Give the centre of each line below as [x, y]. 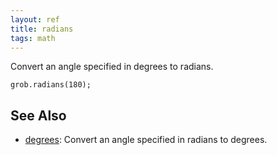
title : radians [42, 29]
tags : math [33, 38]
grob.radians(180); [51, 85]
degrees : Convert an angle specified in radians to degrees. [146, 140]
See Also [38, 115]
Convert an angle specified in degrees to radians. [112, 67]
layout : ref [35, 19]
